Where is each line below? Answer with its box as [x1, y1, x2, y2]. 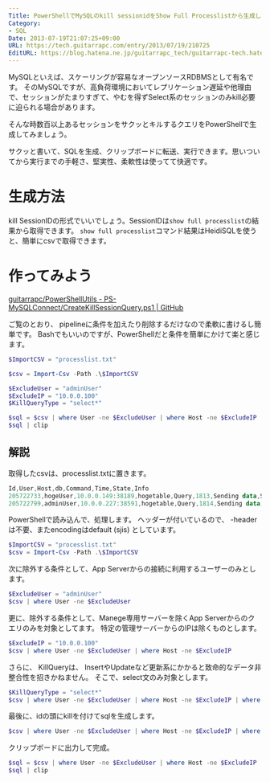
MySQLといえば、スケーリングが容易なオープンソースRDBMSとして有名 [8, 72, 247, 81]
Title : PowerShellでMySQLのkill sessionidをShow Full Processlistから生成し [8, 11, 261, 20]
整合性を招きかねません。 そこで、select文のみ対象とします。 [8, 672, 213, 682]
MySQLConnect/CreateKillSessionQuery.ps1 [8, 302, 155, 312]
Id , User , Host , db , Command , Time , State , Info [8, 484, 149, 493]
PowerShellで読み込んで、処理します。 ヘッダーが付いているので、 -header [8, 515, 257, 525]
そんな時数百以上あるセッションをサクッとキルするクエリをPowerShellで [8, 120, 250, 129]
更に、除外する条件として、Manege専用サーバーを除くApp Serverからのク [8, 612, 256, 623]
